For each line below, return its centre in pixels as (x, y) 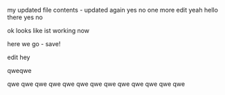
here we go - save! (34, 44)
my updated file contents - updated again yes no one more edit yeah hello (112, 10)
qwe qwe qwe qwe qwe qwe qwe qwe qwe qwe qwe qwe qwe (96, 84)
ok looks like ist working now (48, 31)
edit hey (19, 57)
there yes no (25, 17)
